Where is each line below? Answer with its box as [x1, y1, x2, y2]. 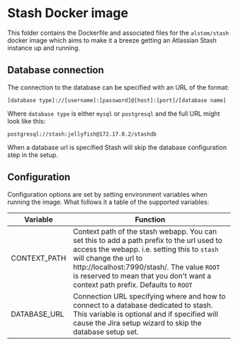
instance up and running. [7, 43, 80, 52]
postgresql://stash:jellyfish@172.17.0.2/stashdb [7, 130, 157, 138]
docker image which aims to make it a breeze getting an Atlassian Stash [7, 36, 217, 44]
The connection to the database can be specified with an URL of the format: [7, 83, 229, 92]
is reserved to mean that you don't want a [73, 271, 211, 281]
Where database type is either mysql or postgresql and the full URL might [7, 109, 220, 118]
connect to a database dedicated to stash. [73, 300, 213, 310]
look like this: [7, 117, 46, 125]
